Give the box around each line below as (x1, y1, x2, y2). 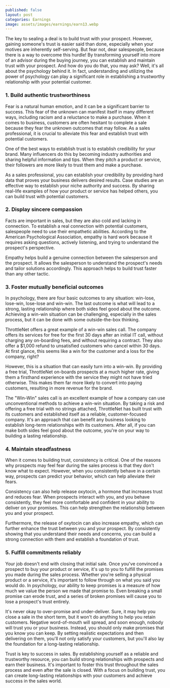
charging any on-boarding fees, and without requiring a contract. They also (5, 337, 163, 344)
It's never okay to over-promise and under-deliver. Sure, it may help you (5, 608, 156, 614)
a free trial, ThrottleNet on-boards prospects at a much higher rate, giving (5, 369, 160, 375)
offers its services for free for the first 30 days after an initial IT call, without (5, 332, 163, 338)
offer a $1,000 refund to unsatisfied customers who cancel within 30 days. (5, 343, 161, 349)
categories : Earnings (5, 17, 51, 22)
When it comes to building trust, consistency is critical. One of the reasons (5, 457, 161, 463)
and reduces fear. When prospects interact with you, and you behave (5, 494, 150, 500)
